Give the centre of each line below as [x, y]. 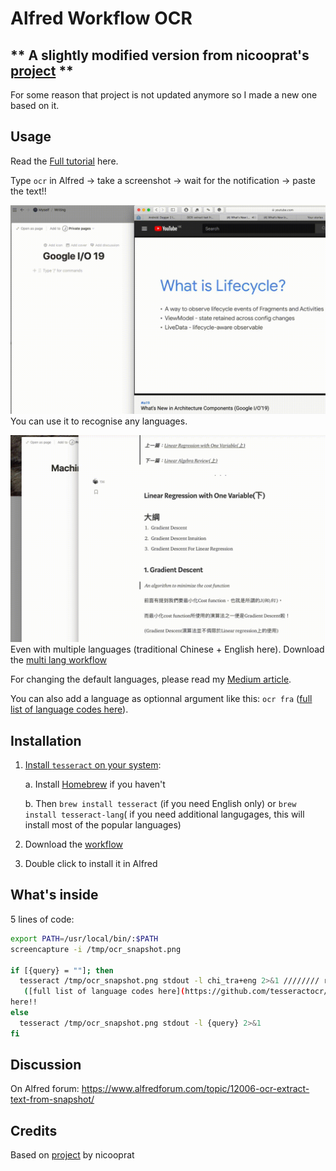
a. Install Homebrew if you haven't [95, 784]
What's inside [54, 895]
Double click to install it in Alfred [91, 864]
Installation [46, 740]
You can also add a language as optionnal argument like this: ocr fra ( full [161, 699]
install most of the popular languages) [103, 825]
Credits [34, 1130]
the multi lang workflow [59, 660]
